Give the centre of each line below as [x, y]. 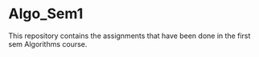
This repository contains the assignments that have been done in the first [129, 36]
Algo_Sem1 [46, 14]
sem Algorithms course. [48, 44]
